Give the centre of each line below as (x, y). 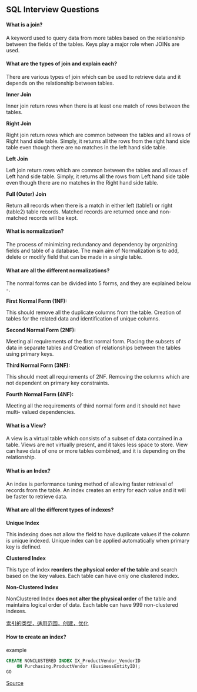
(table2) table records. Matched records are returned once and (82, 212)
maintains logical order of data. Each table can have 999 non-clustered (92, 604)
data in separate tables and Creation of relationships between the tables (94, 348)
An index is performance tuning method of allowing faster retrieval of (90, 484)
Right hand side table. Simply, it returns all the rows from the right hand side (98, 141)
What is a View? (26, 425)
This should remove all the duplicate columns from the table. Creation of (94, 312)
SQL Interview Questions (53, 10)
